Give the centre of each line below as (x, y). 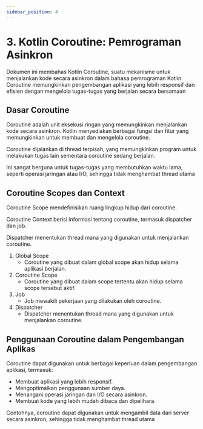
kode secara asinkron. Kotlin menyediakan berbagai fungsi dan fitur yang (98, 131)
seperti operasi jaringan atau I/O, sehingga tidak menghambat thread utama (101, 174)
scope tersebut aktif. (50, 288)
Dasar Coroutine (38, 110)
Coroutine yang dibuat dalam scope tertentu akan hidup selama (103, 282)
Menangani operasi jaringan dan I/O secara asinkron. (81, 394)
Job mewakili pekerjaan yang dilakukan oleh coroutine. (93, 301)
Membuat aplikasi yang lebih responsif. (64, 382)
